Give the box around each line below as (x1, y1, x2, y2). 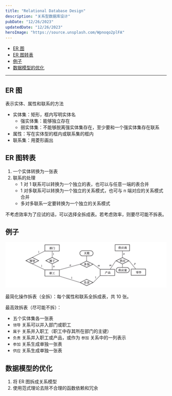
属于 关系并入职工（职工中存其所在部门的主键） (12, 328, 112, 334)
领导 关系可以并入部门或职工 (12, 322, 72, 328)
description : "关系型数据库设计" (5, 13, 71, 19)
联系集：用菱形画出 (12, 137, 54, 143)
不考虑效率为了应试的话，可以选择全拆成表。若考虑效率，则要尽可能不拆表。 (5, 211, 167, 217)
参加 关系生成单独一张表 (12, 341, 62, 347)
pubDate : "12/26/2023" (5, 19, 54, 24)
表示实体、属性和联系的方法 (5, 100, 64, 106)
